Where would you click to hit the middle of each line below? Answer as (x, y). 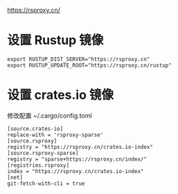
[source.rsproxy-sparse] (43, 153)
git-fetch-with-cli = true (46, 184)
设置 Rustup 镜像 (55, 40)
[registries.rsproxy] (38, 165)
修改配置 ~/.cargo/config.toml (50, 115)
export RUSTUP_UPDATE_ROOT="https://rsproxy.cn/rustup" (89, 65)
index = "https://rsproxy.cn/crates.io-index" (75, 171)
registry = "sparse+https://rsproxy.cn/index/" (77, 159)
